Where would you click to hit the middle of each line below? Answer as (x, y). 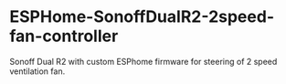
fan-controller (64, 36)
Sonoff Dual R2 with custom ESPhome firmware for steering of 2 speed (143, 61)
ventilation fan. (37, 71)
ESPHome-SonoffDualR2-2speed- (142, 17)
